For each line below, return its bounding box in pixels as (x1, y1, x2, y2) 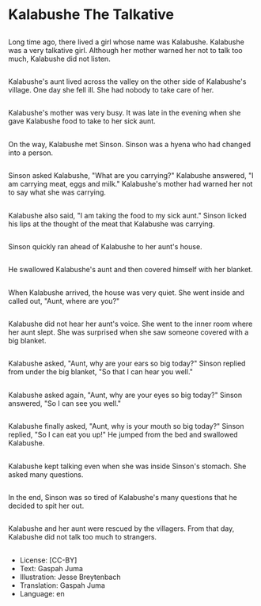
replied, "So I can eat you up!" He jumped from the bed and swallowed (8, 430, 239, 440)
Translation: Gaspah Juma (19, 580, 105, 590)
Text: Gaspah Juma (19, 563, 83, 573)
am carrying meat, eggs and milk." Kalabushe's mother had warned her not (8, 180, 253, 189)
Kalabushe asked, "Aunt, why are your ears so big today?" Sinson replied (8, 358, 246, 369)
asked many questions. (8, 469, 84, 479)
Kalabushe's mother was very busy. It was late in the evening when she (8, 108, 241, 118)
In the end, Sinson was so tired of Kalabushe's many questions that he (8, 493, 237, 502)
